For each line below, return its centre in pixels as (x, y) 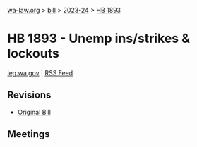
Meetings (29, 134)
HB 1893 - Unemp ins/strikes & (99, 39)
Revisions (29, 95)
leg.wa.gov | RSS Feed (40, 72)
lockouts (34, 54)
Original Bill (34, 112)
